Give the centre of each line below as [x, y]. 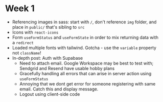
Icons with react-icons [35, 32]
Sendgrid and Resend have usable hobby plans [67, 68]
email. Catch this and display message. [59, 89]
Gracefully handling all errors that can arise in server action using [85, 73]
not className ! [27, 53]
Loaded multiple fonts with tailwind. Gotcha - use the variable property [84, 48]
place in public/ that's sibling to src [48, 27]
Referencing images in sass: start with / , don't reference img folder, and [84, 22]
